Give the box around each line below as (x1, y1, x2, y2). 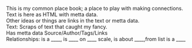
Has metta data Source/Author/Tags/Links (6, 29, 108, 36)
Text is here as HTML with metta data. (6, 11, 98, 18)
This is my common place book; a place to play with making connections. (6, 5, 183, 12)
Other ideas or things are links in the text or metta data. (6, 17, 140, 24)
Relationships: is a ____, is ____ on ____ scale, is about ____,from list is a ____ (6, 36, 186, 42)
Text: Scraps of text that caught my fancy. (6, 23, 107, 30)
